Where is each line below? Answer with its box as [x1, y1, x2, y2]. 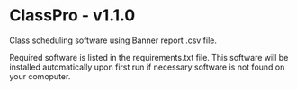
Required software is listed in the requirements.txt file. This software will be [9, 52, 289, 62]
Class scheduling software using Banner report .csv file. [9, 35, 218, 45]
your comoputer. [9, 70, 71, 81]
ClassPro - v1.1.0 [9, 5, 136, 26]
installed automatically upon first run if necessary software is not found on [9, 61, 285, 72]
